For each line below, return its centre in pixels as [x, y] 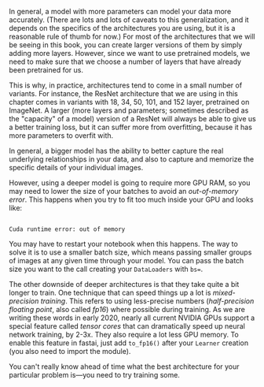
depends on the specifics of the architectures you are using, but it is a [122, 28]
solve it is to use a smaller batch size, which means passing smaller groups [130, 252]
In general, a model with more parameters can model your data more [120, 11]
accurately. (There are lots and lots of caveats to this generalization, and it [129, 20]
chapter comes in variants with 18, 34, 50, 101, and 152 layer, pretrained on [129, 102]
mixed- [224, 292]
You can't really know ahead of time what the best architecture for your [124, 367]
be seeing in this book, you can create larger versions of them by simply [126, 45]
